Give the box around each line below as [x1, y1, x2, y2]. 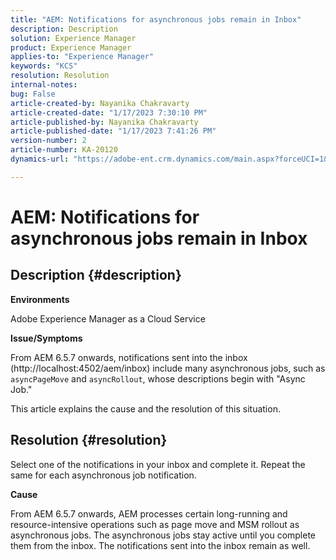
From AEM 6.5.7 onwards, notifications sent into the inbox [10, 351, 248, 363]
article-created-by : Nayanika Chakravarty [10, 98, 190, 108]
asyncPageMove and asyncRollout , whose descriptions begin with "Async [10, 372, 306, 385]
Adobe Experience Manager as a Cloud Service [10, 312, 206, 325]
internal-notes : [10, 80, 78, 90]
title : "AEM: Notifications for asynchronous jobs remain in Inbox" [10, 14, 302, 25]
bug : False [10, 89, 56, 99]
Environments [10, 293, 70, 305]
